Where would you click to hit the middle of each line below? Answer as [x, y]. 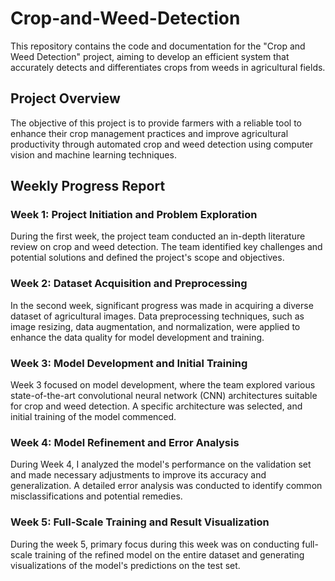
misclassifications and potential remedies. [96, 496]
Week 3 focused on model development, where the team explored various [163, 385]
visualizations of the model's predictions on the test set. [125, 565]
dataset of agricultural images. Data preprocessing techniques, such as [157, 316]
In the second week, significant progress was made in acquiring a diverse [162, 305]
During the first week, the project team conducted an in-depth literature [158, 236]
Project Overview [65, 98]
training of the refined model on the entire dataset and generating [169, 554]
